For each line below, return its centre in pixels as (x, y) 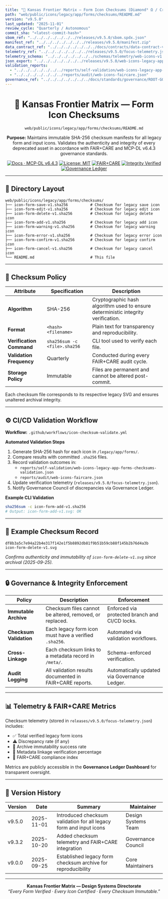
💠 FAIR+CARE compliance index (45, 757)
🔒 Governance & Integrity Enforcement (66, 583)
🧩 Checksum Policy (36, 277)
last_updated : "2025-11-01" (34, 24)
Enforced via (122, 608)
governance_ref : (22, 79)
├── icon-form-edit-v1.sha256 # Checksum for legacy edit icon (82, 209)
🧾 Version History (33, 793)
